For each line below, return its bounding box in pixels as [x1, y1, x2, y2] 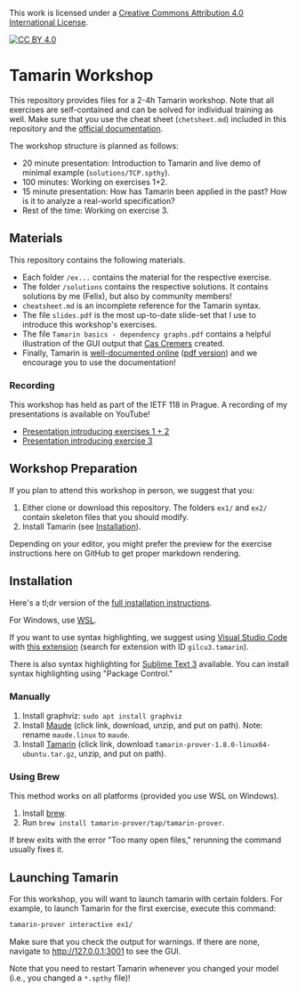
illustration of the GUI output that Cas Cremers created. [21, 337, 225, 348]
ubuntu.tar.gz [21, 750, 75, 759]
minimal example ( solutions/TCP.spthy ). [21, 167, 171, 177]
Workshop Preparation [9, 461, 138, 476]
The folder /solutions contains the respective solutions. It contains [21, 281, 269, 292]
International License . [9, 17, 89, 28]
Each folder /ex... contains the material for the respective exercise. [21, 272, 272, 282]
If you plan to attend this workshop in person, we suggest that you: [9, 484, 255, 495]
